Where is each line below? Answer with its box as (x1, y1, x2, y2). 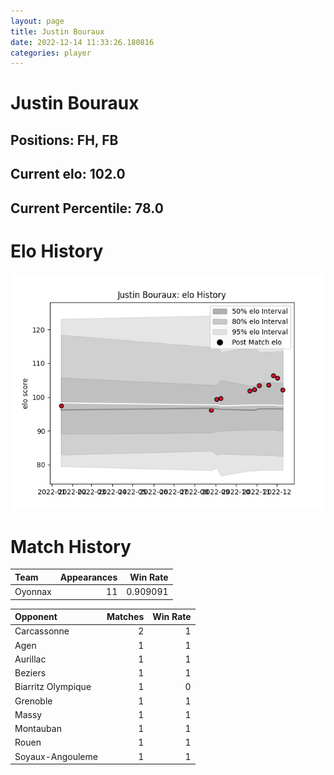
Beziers (14, 667, 47, 679)
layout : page (10, 16, 65, 26)
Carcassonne (14, 625, 70, 637)
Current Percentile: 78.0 (10, 200, 164, 217)
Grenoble (14, 695, 53, 707)
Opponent (14, 611, 58, 623)
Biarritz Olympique (14, 681, 92, 693)
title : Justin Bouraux (10, 26, 105, 37)
